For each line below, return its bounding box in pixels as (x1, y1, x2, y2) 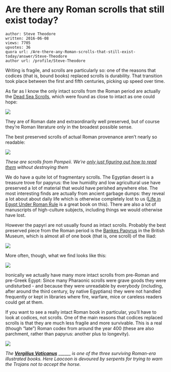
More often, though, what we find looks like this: (5, 252, 107, 258)
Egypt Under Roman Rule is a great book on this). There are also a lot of (5, 201, 157, 207)
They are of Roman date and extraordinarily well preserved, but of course (5, 118, 160, 124)
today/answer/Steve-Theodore (5, 54, 67, 59)
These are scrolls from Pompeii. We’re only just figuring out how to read (5, 159, 157, 165)
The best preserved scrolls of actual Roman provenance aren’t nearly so (5, 134, 157, 140)
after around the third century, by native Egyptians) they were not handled (5, 288, 161, 294)
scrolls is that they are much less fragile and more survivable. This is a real (5, 320, 162, 326)
